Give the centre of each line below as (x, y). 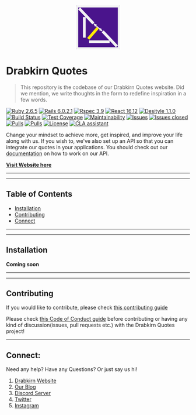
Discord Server (33, 393)
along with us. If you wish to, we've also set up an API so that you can (90, 141)
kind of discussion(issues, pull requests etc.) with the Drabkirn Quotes (90, 325)
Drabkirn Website (35, 381)
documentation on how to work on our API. (57, 153)
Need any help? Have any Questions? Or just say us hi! (72, 369)
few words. (34, 100)
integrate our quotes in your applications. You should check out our (87, 147)
